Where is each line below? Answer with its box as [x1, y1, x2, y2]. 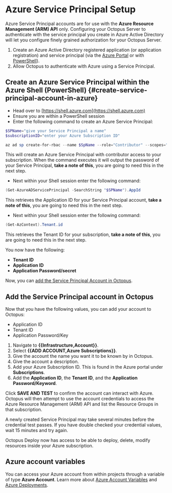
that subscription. [5, 406, 42, 413]
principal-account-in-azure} [5, 94, 98, 103]
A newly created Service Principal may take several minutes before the [5, 416, 155, 422]
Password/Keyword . [12, 380, 57, 386]
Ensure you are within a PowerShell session [12, 113, 105, 119]
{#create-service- [88, 86, 147, 95]
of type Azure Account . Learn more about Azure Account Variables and [5, 476, 157, 482]
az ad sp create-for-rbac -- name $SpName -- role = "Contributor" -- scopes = [5, 142, 166, 147]
